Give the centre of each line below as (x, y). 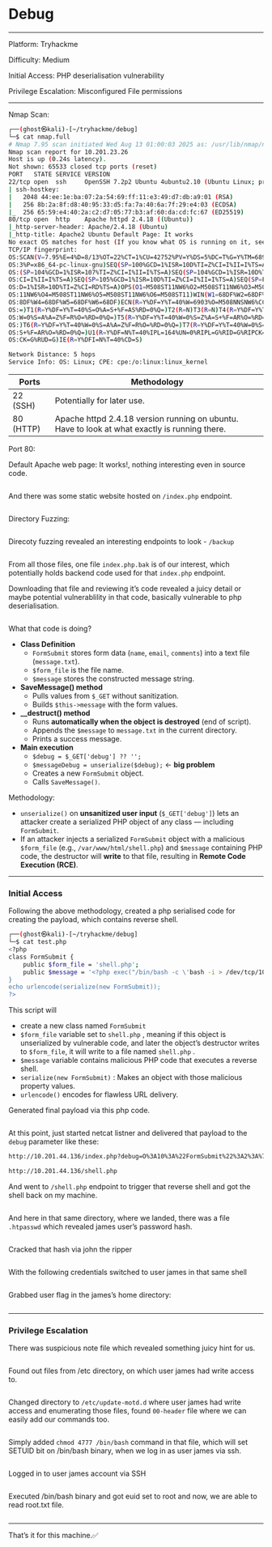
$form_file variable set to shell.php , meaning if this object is (123, 1035)
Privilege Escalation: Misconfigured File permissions (96, 91)
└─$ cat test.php (38, 942)
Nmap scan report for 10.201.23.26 (68, 152)
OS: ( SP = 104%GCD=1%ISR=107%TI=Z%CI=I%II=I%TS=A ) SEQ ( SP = (103, 272)
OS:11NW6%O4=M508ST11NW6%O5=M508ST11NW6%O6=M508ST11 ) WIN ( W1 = (114, 295)
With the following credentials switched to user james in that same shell (127, 1272)
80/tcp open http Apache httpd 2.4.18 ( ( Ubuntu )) (101, 219)
